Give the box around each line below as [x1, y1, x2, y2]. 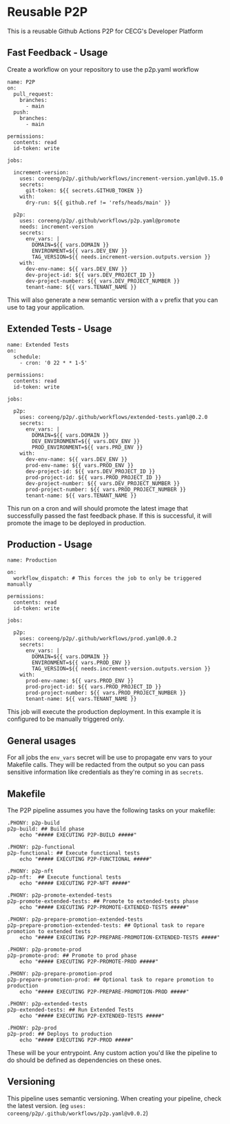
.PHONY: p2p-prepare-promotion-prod [7, 970, 112, 977]
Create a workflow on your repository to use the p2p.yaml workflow [7, 65, 200, 73]
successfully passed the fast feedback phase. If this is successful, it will [7, 511, 212, 520]
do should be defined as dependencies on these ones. [7, 1056, 162, 1064]
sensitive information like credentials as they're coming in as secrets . [7, 768, 204, 776]
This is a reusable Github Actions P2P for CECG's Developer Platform [7, 27, 203, 35]
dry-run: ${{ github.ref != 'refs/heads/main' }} [25, 199, 171, 206]
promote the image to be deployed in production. [7, 518, 147, 527]
